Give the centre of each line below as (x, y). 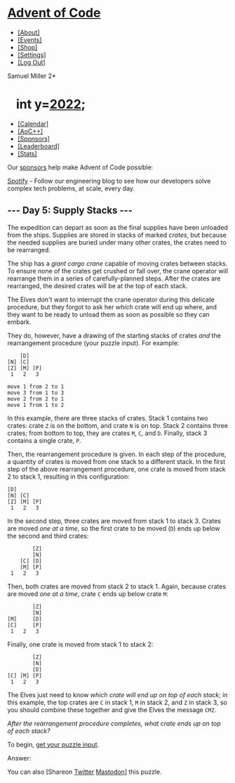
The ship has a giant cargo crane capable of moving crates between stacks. (117, 263)
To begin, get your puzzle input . (53, 744)
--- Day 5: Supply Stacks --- (70, 211)
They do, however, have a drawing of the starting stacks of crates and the (114, 335)
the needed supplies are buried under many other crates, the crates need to (117, 242)
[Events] (29, 39)
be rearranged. (29, 250)
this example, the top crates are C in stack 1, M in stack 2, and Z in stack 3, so (117, 702)
